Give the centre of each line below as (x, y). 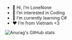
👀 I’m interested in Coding (38, 13)
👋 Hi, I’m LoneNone (32, 8)
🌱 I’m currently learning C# (39, 18)
